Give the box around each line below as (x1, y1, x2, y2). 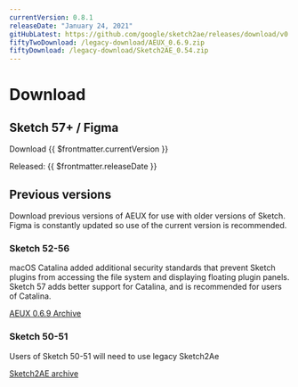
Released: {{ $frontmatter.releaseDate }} (9, 161, 157, 172)
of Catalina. (9, 291, 52, 301)
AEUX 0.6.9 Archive (9, 309, 82, 319)
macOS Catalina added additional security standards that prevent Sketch (9, 262, 276, 273)
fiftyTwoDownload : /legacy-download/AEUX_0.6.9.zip (9, 37, 205, 47)
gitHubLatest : (9, 29, 62, 38)
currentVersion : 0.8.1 (9, 12, 93, 22)
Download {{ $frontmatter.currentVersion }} (9, 144, 169, 154)
